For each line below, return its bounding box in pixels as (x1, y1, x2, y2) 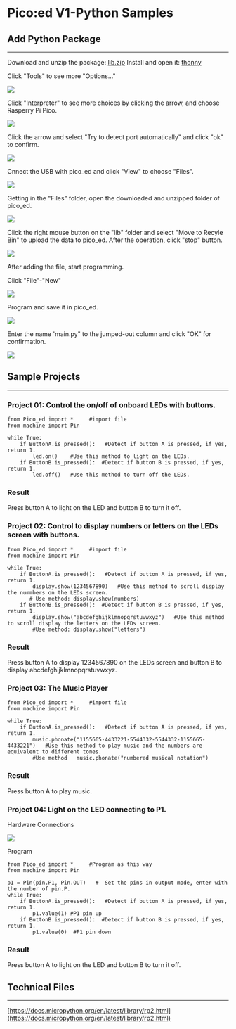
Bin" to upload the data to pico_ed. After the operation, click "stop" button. (7, 236, 223, 244)
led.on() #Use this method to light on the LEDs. (32, 453, 190, 460)
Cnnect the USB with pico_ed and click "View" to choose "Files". (7, 167, 195, 175)
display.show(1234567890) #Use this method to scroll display (32, 582, 225, 590)
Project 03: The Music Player (7, 683, 108, 693)
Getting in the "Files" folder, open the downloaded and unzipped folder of (7, 194, 220, 202)
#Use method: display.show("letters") (32, 626, 146, 633)
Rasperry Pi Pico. (7, 106, 58, 114)
